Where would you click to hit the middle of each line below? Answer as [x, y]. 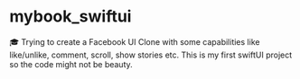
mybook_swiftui [70, 17]
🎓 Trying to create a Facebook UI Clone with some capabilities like [135, 41]
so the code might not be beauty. [71, 64]
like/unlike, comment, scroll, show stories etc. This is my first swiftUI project [151, 55]
